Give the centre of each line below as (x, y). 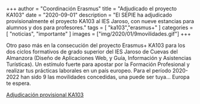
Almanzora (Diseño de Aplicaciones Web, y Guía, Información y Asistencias (99, 58)
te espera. (19, 83)
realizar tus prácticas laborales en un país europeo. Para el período (89, 70)
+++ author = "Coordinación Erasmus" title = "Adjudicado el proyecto (92, 9)
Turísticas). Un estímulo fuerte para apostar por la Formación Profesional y (98, 64)
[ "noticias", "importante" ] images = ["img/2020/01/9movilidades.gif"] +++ (99, 34)
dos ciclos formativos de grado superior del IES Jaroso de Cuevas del (92, 52)
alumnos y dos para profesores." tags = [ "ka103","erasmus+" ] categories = (100, 27)
